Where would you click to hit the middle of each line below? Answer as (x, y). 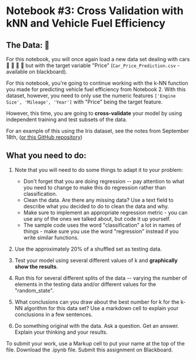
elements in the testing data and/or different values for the (85, 284)
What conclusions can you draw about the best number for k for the (97, 302)
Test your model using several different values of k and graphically (96, 260)
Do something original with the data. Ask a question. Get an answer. (97, 325)
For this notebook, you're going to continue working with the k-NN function (97, 83)
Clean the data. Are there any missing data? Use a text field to (98, 200)
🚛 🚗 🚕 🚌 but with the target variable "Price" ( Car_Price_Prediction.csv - (93, 65)
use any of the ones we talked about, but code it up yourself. (97, 218)
